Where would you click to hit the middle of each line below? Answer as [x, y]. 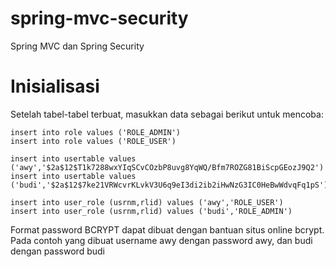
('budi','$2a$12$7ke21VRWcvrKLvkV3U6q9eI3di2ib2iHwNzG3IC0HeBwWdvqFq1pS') [169, 185]
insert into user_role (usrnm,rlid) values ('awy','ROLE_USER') [147, 202]
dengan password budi [57, 251]
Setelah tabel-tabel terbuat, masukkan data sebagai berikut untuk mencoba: [167, 114]
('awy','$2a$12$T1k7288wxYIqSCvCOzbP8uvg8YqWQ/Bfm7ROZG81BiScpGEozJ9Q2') [167, 167]
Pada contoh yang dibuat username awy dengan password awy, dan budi [161, 240]
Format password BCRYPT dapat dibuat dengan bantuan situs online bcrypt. [167, 229]
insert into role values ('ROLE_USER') [93, 141]
